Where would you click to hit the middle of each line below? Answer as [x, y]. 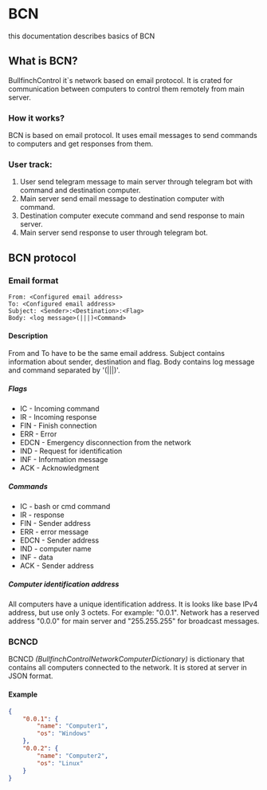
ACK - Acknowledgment [59, 468]
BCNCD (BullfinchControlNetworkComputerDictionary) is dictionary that [126, 659]
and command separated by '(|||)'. [65, 370]
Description [28, 335]
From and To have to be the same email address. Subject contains [117, 354]
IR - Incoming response [58, 417]
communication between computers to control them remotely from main [126, 89]
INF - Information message [64, 460]
